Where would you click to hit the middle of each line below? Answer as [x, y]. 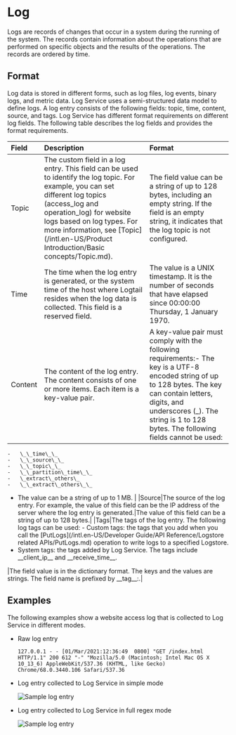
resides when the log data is [90, 298]
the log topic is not [180, 230]
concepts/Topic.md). [78, 256]
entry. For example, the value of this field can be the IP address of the [118, 505]
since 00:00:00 [175, 303]
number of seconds [182, 285]
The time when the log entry [90, 272]
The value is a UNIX [182, 268]
